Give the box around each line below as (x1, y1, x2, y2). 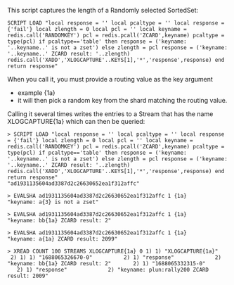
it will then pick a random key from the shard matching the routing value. (17, 96, 228, 104)
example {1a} (17, 89, 56, 97)
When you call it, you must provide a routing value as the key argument (7, 75, 213, 83)
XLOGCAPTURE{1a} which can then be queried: (7, 118, 145, 125)
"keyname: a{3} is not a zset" (7, 198, 99, 205)
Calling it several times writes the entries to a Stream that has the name (7, 110, 214, 118)
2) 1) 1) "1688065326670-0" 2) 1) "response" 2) (10, 254, 221, 261)
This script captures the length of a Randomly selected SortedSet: (7, 6, 199, 14)
